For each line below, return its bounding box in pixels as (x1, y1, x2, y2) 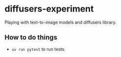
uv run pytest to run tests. (11, 46, 66, 52)
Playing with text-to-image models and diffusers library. (4, 19, 117, 25)
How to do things (4, 33, 58, 42)
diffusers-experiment (4, 3, 94, 14)
